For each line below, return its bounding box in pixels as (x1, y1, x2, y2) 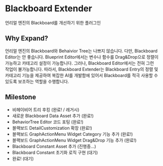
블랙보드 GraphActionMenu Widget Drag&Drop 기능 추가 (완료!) (12, 137, 137, 143)
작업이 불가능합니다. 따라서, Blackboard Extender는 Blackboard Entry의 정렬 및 (5, 66, 159, 72)
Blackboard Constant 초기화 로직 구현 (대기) (12, 149, 98, 155)
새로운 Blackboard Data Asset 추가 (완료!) (12, 113, 94, 119)
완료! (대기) (12, 155, 34, 162)
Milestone (5, 93, 37, 101)
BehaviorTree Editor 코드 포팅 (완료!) (12, 119, 84, 125)
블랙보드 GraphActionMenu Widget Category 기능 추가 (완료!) (12, 131, 133, 137)
